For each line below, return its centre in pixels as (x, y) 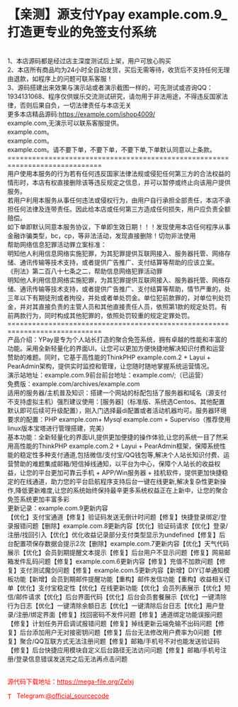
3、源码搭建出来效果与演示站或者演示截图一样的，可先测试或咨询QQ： (110, 87)
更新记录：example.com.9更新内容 (58, 508)
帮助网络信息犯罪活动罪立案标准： (57, 244)
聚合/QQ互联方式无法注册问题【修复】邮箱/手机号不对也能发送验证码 (120, 641)
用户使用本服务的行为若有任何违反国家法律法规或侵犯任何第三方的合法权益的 (119, 173)
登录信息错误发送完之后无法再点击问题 (72, 659)
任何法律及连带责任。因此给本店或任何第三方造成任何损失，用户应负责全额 (122, 209)
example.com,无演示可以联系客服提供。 (65, 123)
